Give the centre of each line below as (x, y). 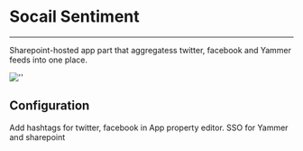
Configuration (50, 106)
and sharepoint (37, 137)
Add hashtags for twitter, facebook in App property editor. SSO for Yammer (149, 127)
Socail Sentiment (74, 17)
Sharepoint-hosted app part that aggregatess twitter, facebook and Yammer (150, 50)
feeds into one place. (49, 60)
